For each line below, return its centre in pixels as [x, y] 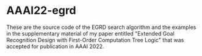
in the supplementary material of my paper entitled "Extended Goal [91, 33]
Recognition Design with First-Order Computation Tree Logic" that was [95, 40]
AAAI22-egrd [41, 11]
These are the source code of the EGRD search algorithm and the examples [101, 27]
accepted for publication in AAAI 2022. [56, 46]
